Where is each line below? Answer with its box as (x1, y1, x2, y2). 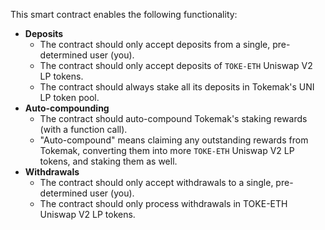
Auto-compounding (24, 102, 110, 114)
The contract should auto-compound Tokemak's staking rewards (39, 113, 308, 124)
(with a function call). (39, 124, 128, 135)
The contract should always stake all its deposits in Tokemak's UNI (39, 81, 315, 93)
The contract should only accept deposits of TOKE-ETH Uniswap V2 (39, 60, 313, 71)
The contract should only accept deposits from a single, (39, 39, 271, 50)
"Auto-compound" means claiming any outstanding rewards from (39, 134, 309, 146)
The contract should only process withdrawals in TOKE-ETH (39, 198, 288, 209)
